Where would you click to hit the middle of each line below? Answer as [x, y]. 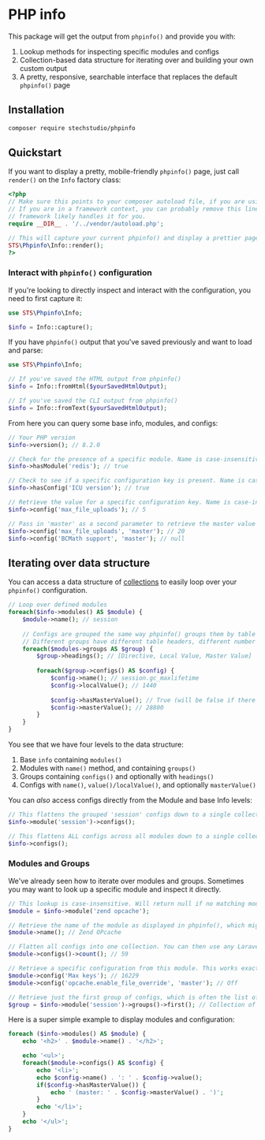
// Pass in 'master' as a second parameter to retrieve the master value [132, 523]
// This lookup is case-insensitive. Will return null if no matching [127, 903]
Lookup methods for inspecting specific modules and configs [119, 51]
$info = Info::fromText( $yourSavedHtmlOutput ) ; [88, 408]
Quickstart [35, 153]
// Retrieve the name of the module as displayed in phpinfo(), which [127, 925]
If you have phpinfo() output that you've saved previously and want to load [130, 342]
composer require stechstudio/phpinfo [72, 128]
